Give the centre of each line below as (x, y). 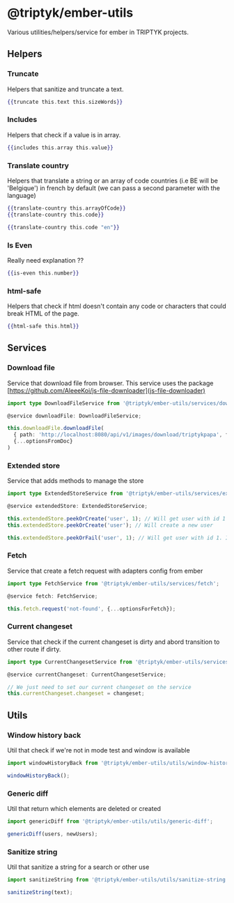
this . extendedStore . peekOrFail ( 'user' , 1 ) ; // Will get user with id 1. (115, 538)
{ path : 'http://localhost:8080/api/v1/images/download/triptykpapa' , (118, 435)
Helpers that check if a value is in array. (64, 134)
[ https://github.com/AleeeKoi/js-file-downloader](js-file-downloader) (106, 390)
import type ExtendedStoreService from (65, 494)
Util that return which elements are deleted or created (84, 809)
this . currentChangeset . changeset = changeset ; (76, 694)
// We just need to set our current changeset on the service (99, 687)
